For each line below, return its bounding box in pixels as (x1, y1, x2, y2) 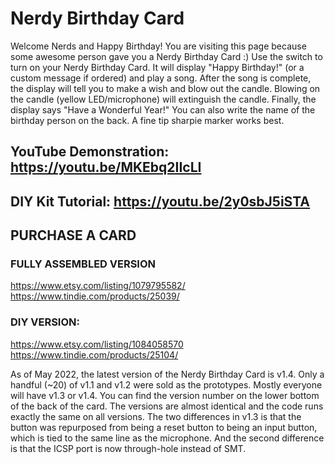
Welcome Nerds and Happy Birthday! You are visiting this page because (10, 40, 307, 52)
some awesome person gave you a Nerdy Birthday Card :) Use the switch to (10, 50, 323, 62)
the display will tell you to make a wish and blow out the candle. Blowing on (10, 82, 321, 94)
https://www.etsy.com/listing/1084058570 (10, 338, 184, 350)
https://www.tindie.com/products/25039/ (10, 290, 180, 302)
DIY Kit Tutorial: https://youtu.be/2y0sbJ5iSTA (10, 193, 311, 210)
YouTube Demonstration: (10, 143, 170, 161)
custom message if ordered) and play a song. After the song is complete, (10, 72, 312, 84)
